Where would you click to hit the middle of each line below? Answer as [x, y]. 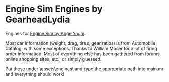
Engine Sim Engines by [54, 9]
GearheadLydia [38, 20]
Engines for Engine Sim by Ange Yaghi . [46, 33]
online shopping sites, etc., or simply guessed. [53, 59]
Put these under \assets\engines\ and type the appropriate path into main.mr [84, 69]
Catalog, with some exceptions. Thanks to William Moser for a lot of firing [81, 48]
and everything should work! [35, 74]
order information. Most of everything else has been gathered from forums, [83, 54]
